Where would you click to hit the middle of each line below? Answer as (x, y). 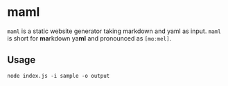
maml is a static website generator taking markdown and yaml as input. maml (114, 31)
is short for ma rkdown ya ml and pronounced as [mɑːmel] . (89, 38)
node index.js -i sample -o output (59, 76)
